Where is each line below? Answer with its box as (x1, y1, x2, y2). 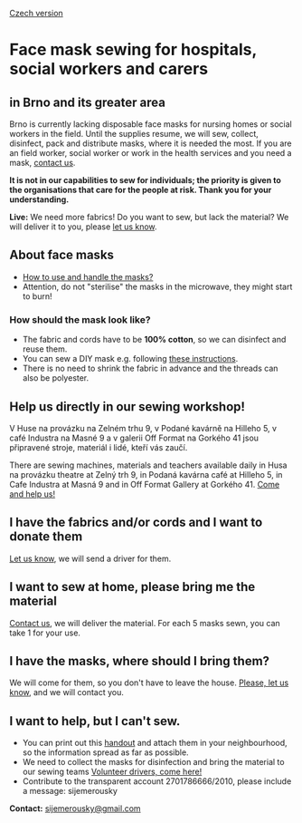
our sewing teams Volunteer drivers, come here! (22, 766, 203, 778)
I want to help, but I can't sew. (9, 713, 181, 729)
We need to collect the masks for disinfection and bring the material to (22, 757, 285, 768)
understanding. (9, 194, 70, 205)
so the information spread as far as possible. (22, 747, 189, 758)
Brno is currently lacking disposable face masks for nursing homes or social (9, 119, 292, 130)
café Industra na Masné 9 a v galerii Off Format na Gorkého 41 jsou (9, 432, 260, 443)
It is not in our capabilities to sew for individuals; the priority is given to (9, 175, 282, 185)
